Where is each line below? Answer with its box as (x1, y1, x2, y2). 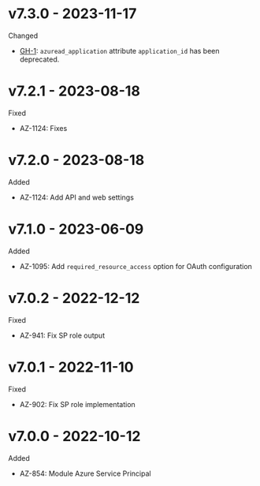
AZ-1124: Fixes (19, 123, 68, 133)
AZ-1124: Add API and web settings (19, 193, 134, 202)
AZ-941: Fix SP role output (19, 331, 105, 340)
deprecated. (19, 54, 60, 64)
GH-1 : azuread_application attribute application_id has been (19, 46, 220, 55)
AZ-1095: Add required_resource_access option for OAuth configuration (19, 261, 252, 271)
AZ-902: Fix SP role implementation (19, 399, 136, 409)
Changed (8, 31, 38, 40)
